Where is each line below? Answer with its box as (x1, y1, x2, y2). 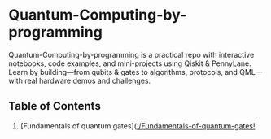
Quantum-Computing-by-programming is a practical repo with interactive (8, 50, 255, 59)
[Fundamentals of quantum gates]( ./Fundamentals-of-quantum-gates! (20, 120, 256, 131)
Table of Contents (8, 99, 102, 113)
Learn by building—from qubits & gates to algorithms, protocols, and (8, 67, 238, 76)
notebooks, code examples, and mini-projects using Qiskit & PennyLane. (8, 59, 251, 68)
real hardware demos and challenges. (24, 76, 151, 85)
